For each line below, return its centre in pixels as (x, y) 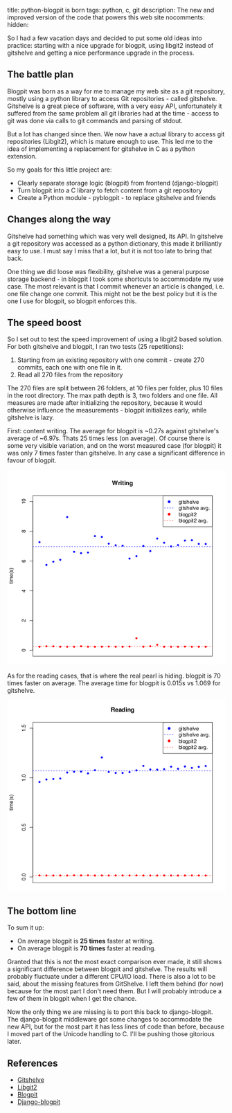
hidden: (18, 25)
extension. (22, 156)
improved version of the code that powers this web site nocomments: (106, 17)
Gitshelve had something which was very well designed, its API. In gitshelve (115, 236)
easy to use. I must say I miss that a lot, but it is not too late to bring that (110, 251)
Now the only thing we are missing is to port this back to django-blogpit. (110, 1012)
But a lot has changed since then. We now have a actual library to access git (116, 134)
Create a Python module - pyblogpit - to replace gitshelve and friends (116, 197)
